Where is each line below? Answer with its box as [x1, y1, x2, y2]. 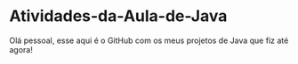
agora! [9, 44, 33, 54]
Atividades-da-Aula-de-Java [9, 6, 228, 26]
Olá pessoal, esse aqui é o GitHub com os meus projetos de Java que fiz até [9, 35, 289, 46]
